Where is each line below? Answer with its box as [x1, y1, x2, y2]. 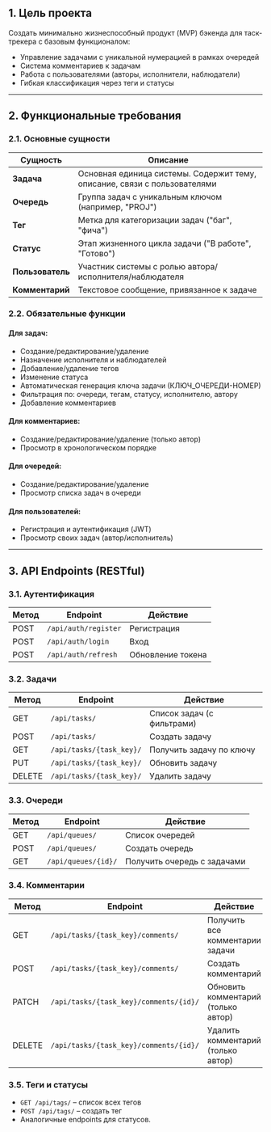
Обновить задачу [148, 758, 218, 769]
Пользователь [12, 266, 70, 277]
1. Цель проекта [8, 6, 93, 20]
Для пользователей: [8, 506, 81, 516]
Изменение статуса [19, 372, 89, 382]
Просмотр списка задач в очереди [19, 488, 141, 498]
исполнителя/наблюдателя [77, 271, 184, 282]
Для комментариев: [8, 416, 81, 426]
